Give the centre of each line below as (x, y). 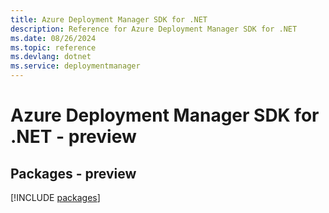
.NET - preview (73, 137)
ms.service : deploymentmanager (75, 66)
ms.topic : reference (53, 47)
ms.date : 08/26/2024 (53, 38)
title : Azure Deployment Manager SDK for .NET (109, 19)
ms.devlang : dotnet (51, 57)
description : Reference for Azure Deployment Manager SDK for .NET (154, 29)
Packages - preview (73, 173)
